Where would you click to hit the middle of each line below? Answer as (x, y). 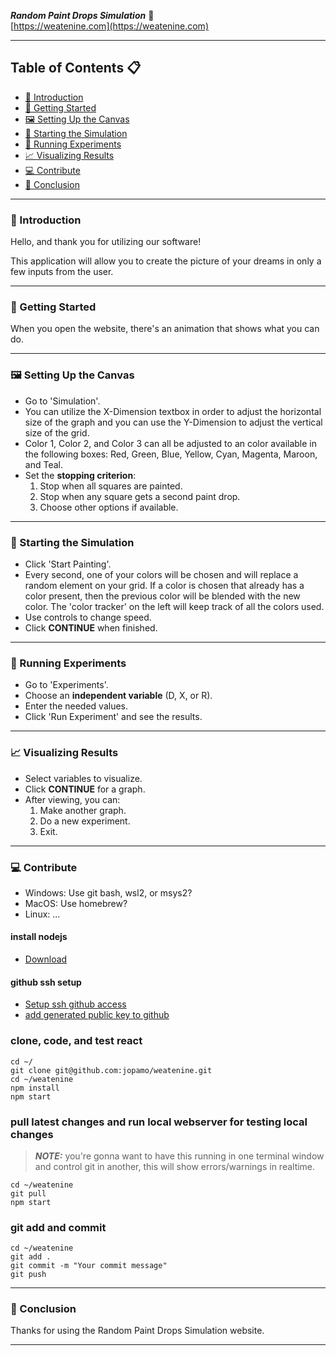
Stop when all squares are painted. (111, 486)
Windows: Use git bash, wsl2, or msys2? (108, 892)
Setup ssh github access (75, 1004)
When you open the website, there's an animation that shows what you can (165, 329)
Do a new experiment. (85, 821)
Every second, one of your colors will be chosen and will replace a (161, 574)
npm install (35, 1088)
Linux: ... (42, 914)
